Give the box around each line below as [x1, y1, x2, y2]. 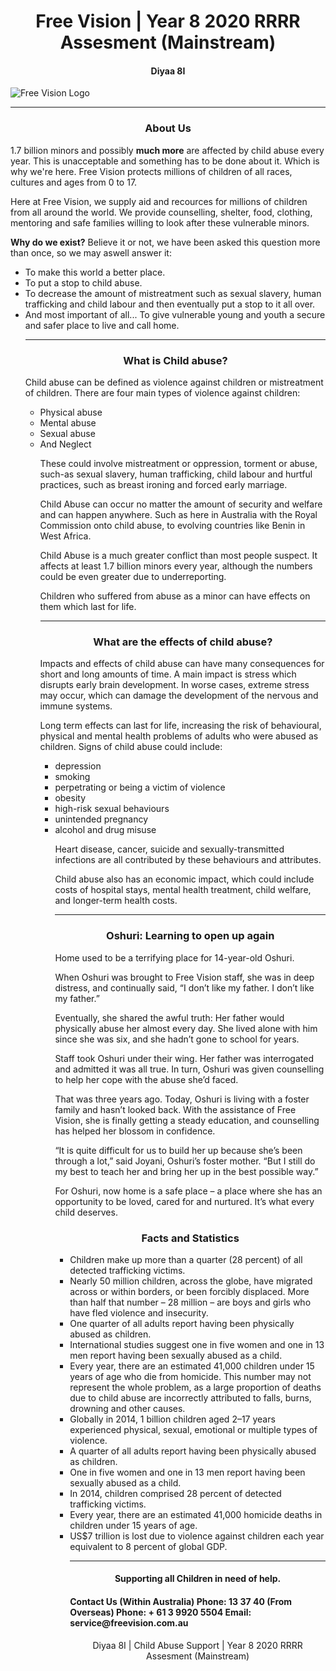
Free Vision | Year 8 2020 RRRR [35, 10, 301, 33]
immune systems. [39, 700, 113, 712]
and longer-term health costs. [54, 895, 178, 907]
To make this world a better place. [24, 266, 166, 278]
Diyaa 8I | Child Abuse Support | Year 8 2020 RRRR [92, 1639, 303, 1651]
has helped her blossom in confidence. [54, 1125, 216, 1137]
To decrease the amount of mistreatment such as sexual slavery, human [24, 287, 322, 299]
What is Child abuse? [123, 353, 228, 367]
